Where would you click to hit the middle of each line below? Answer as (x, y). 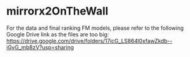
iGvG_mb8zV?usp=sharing (40, 47)
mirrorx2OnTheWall (57, 11)
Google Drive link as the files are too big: (58, 34)
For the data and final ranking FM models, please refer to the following (95, 28)
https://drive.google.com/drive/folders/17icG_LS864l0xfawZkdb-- (89, 41)
